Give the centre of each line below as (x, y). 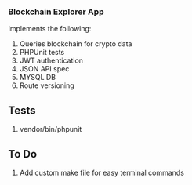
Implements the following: (50, 29)
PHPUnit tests (42, 53)
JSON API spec (44, 69)
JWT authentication (51, 60)
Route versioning (47, 85)
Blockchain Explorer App (56, 12)
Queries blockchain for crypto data (76, 44)
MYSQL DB (38, 78)
